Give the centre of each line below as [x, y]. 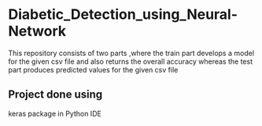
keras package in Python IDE [55, 113]
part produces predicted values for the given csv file [93, 69]
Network [37, 31]
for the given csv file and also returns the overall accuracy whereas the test [131, 61]
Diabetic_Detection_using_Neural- [123, 15]
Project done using [55, 95]
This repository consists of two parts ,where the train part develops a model [131, 53]
